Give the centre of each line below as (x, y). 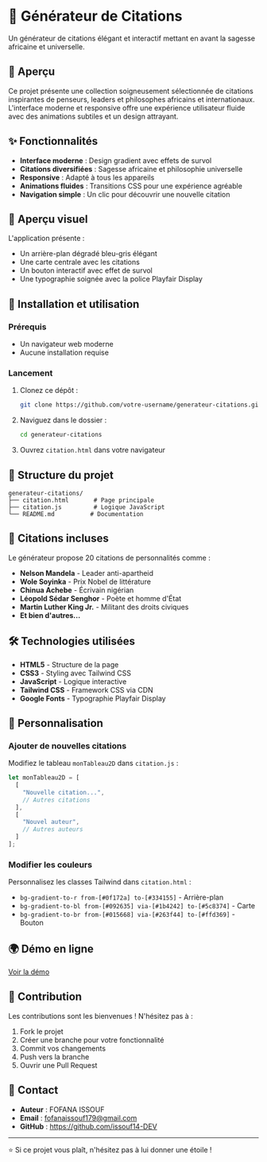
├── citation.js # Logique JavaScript (87, 507)
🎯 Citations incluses (58, 539)
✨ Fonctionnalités (53, 141)
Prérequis (27, 327)
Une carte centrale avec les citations (80, 262)
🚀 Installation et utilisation (74, 304)
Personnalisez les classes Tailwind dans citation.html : (100, 882)
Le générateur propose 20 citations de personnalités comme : (109, 558)
